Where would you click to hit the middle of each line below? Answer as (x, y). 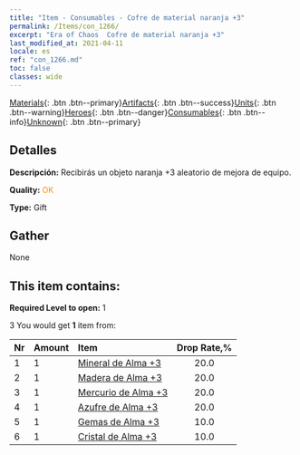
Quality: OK (32, 189)
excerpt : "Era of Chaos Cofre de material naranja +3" (117, 34)
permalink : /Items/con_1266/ (64, 26)
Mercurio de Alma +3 (123, 392)
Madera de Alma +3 (120, 378)
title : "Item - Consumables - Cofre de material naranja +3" (127, 18)
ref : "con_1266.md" (46, 60)
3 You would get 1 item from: (63, 325)
